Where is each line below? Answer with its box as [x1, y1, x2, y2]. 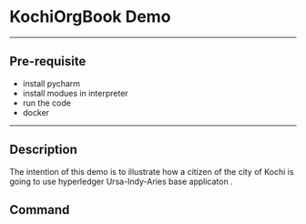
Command [9, 202, 70, 218]
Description [9, 142, 77, 158]
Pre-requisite [9, 54, 87, 69]
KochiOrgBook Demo [9, 6, 171, 27]
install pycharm [22, 77, 80, 88]
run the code [22, 97, 71, 108]
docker [22, 107, 50, 117]
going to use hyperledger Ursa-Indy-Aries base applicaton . [9, 176, 234, 187]
